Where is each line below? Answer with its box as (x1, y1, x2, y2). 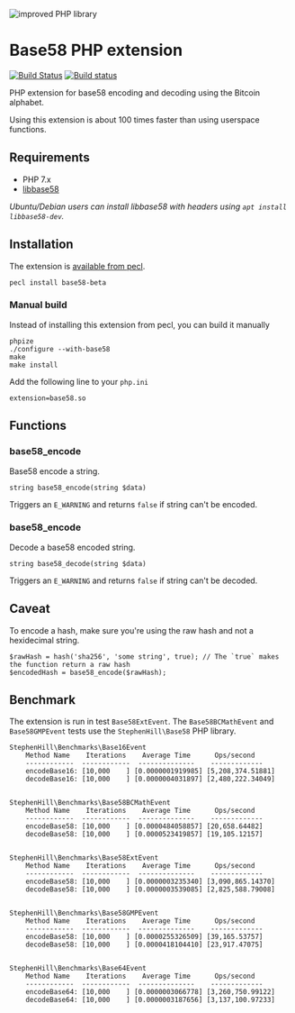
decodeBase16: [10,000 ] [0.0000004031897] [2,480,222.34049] (25, 775, 276, 784)
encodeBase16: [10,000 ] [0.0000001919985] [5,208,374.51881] (25, 767, 276, 776)
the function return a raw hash (9, 660, 130, 669)
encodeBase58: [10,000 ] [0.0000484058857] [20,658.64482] (25, 822, 264, 831)
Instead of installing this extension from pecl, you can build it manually (9, 319, 270, 330)
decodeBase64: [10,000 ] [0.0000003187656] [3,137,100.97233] (25, 996, 276, 1005)
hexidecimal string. (9, 634, 80, 645)
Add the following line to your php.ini (9, 376, 148, 387)
